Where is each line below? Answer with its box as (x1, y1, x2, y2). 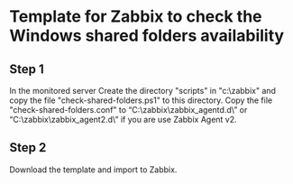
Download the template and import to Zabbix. (9, 164, 178, 175)
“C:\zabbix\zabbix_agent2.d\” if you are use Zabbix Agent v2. (9, 115, 237, 124)
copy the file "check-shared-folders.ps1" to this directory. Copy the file (9, 95, 273, 106)
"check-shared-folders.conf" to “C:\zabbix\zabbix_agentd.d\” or (9, 105, 248, 115)
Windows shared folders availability (9, 25, 285, 46)
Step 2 (9, 140, 47, 155)
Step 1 (9, 61, 45, 77)
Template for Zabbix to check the (9, 6, 263, 27)
